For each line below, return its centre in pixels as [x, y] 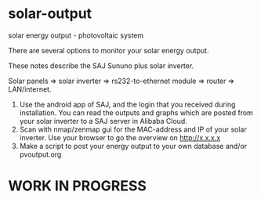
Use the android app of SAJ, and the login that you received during [127, 104]
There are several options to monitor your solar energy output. [109, 50]
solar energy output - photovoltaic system [76, 35]
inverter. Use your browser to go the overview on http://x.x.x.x [120, 137]
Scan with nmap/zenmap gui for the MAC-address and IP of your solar [133, 129]
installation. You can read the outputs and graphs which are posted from [136, 112]
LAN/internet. [30, 89]
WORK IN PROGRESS [78, 186]
